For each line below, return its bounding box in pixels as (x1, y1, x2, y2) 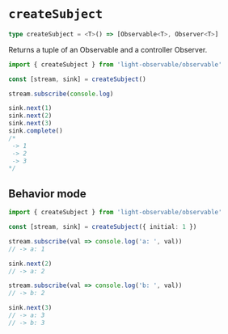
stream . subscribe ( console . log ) (8, 90, 114, 98)
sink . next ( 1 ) (8, 104, 53, 112)
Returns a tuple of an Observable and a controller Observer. (8, 44, 208, 54)
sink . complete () (8, 127, 63, 135)
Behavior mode (8, 187, 87, 201)
